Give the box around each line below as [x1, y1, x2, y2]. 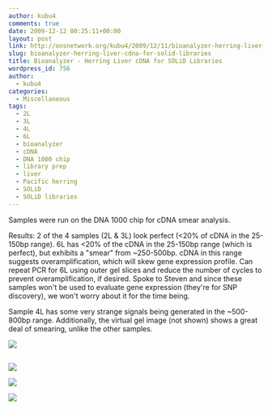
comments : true [8, 19, 60, 28]
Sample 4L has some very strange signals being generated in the [8, 306, 225, 316]
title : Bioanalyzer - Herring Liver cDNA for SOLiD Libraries [8, 58, 223, 66]
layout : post [8, 34, 53, 43]
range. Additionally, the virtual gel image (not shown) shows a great [32, 315, 257, 325]
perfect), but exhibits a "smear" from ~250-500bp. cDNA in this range [8, 248, 243, 258]
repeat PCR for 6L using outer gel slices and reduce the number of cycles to [8, 265, 262, 275]
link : [8, 42, 27, 50]
